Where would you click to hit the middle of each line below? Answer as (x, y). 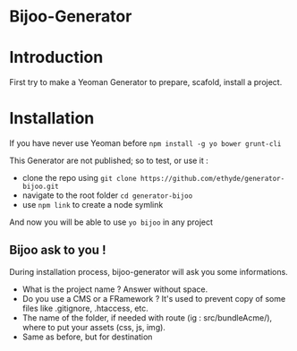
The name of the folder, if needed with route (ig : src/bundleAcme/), (147, 317)
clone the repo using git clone (79, 178)
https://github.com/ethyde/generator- (212, 179)
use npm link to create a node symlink (93, 205)
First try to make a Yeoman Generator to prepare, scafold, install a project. (146, 82)
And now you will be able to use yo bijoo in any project (111, 222)
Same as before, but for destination (87, 337)
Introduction (56, 58)
